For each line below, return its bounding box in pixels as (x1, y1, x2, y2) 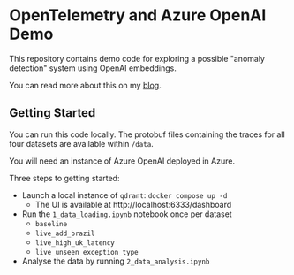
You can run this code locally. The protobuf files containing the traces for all (9, 129, 285, 140)
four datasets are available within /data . (9, 138, 155, 149)
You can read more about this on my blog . (9, 80, 162, 90)
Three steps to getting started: (9, 172, 120, 183)
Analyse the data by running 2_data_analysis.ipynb (21, 256, 210, 266)
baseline (34, 219, 68, 228)
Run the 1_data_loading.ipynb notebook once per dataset (21, 209, 232, 219)
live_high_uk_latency (34, 238, 115, 248)
